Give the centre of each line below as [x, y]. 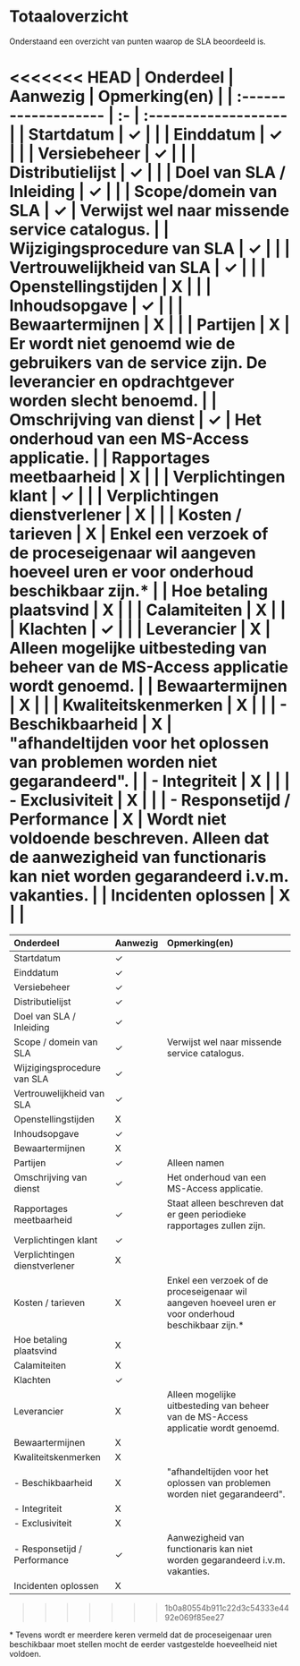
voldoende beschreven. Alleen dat [139, 838]
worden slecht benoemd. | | [113, 401]
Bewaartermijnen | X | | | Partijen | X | [150, 325]
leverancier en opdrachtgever [122, 382]
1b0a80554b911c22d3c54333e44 [227, 1608]
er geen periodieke [206, 1214]
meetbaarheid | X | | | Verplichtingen [147, 477]
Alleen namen [196, 1163]
